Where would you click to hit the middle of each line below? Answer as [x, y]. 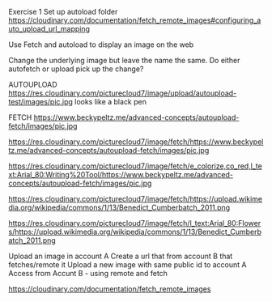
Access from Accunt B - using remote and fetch [88, 273]
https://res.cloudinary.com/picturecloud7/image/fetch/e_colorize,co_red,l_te [136, 166]
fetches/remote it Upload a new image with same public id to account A [127, 265]
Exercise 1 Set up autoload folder [63, 12]
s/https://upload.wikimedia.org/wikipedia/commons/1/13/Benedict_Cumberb [135, 232]
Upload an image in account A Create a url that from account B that [121, 256]
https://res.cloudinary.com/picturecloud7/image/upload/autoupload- [123, 93]
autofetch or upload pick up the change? [76, 69]
